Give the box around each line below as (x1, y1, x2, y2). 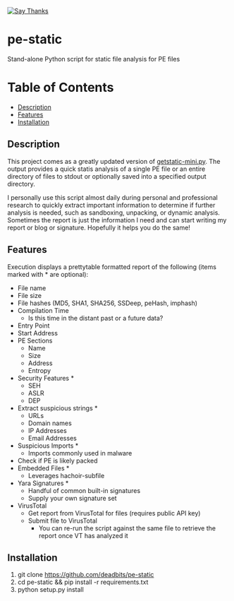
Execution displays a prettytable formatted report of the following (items (7, 262, 217, 271)
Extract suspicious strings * (17, 403, 98, 412)
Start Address (17, 328, 58, 337)
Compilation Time (17, 306, 69, 314)
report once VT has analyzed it (38, 531, 128, 540)
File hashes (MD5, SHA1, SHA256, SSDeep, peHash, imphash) (17, 299, 198, 307)
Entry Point (17, 321, 50, 330)
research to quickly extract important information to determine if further (7, 201, 216, 209)
